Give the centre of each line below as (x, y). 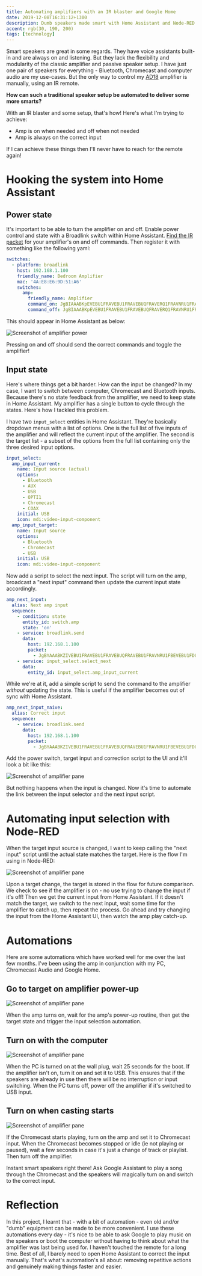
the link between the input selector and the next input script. (81, 794)
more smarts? (24, 101)
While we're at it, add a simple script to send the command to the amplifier (98, 684)
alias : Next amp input (40, 605)
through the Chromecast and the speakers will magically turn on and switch (100, 1174)
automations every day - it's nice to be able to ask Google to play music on (99, 1234)
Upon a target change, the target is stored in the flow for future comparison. (100, 884)
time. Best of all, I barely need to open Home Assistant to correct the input (98, 1253)
